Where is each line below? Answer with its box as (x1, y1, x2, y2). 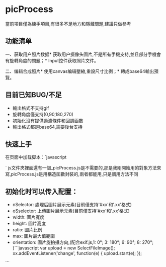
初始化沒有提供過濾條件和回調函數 (12, 117, 84, 124)
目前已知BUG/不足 (5, 91, 62, 99)
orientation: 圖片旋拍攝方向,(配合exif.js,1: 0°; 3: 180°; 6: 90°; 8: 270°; (12, 239, 153, 245)
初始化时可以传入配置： (5, 187, 78, 196)
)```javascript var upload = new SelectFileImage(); (12, 245, 115, 251)
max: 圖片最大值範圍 (12, 233, 55, 239)
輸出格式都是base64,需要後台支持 (12, 124, 83, 130)
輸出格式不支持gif (12, 105, 49, 111)
